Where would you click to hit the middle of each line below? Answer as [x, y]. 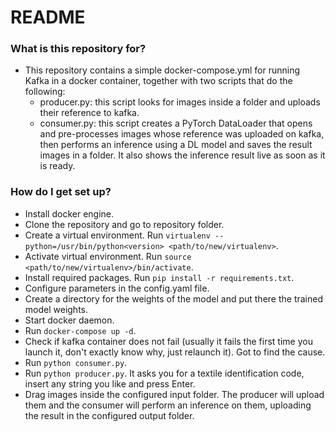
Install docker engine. [69, 213]
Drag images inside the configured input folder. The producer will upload [174, 394]
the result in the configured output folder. [109, 415]
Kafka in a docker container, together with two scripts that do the [158, 81]
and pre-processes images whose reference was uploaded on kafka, [182, 134]
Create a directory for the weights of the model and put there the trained [174, 298]
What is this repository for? [78, 49]
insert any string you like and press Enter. [110, 383]
